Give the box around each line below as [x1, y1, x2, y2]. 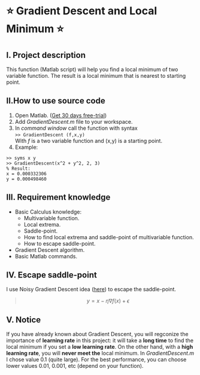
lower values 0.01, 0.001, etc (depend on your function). [6, 362, 144, 370]
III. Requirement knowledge [6, 192, 111, 203]
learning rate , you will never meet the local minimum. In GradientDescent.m [6, 350, 195, 357]
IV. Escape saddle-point [6, 270, 97, 281]
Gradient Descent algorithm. [14, 246, 85, 254]
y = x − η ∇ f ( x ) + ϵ [86, 297, 130, 304]
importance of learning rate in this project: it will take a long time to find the [6, 337, 193, 344]
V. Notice [6, 315, 41, 325]
